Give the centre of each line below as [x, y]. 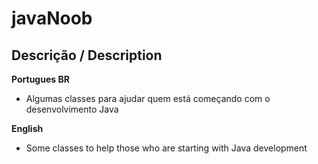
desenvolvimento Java [72, 109]
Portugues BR [40, 79]
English [27, 128]
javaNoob [52, 18]
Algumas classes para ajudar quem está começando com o [148, 98]
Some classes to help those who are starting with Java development [166, 148]
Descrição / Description [87, 55]
